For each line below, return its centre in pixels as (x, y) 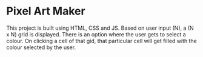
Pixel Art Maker (46, 11)
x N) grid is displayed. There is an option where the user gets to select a (96, 34)
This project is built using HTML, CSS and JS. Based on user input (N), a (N (100, 28)
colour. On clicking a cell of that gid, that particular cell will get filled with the (101, 41)
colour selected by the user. (41, 47)
